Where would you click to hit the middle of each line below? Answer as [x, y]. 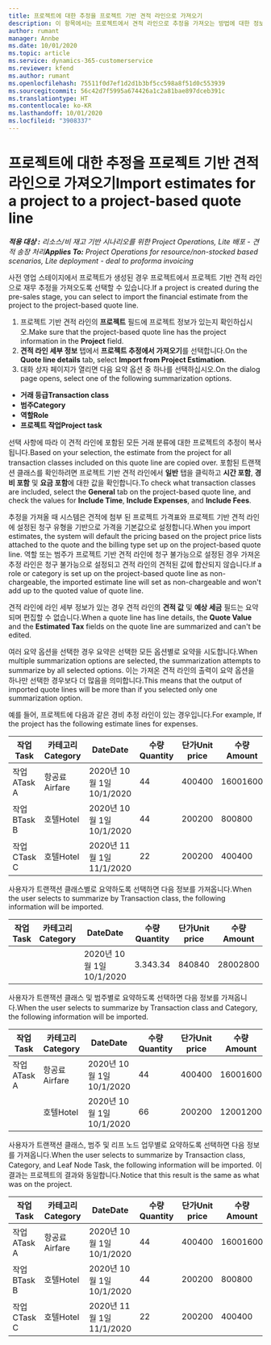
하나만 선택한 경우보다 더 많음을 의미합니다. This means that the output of [125, 680]
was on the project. [40, 1184]
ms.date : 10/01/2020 [43, 46]
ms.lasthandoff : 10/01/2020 [56, 114]
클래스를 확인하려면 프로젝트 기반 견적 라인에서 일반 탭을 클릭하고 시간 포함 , [135, 472]
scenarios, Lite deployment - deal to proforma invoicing [101, 261]
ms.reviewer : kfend [41, 69]
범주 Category [43, 405]
